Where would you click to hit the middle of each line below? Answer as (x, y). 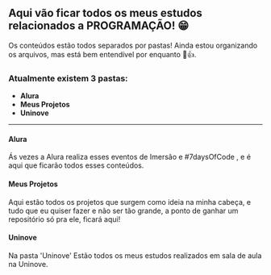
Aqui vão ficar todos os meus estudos (106, 13)
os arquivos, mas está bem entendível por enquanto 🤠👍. (102, 54)
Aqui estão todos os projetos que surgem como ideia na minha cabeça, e (130, 202)
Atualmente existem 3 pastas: (68, 78)
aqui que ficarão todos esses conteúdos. (76, 165)
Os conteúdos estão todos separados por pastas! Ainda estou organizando (133, 45)
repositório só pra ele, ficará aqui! (65, 219)
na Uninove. (28, 264)
